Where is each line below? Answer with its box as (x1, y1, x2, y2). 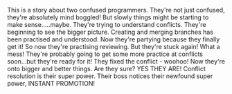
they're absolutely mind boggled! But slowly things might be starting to (7, 13, 209, 21)
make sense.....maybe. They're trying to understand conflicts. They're (7, 21, 206, 28)
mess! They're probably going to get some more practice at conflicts (7, 50, 203, 58)
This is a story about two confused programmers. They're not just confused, (7, 6, 225, 14)
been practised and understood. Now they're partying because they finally (7, 35, 220, 44)
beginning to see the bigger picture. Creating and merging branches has (7, 28, 213, 36)
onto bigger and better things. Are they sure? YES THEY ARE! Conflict (7, 65, 206, 73)
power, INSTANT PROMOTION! (7, 79, 96, 87)
